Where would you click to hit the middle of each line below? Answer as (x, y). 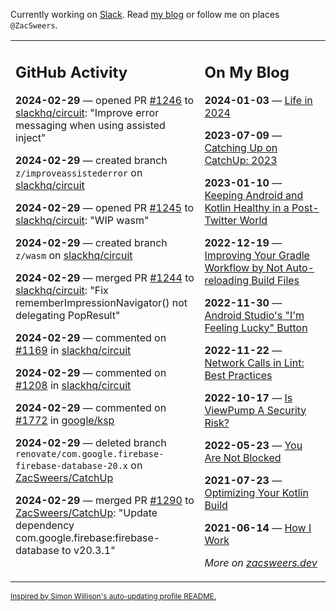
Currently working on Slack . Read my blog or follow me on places (145, 14)
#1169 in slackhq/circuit (73, 350)
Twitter (221, 220)
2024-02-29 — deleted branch (91, 442)
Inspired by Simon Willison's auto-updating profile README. (113, 596)
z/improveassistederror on (79, 172)
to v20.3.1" (88, 550)
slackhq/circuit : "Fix (62, 290)
